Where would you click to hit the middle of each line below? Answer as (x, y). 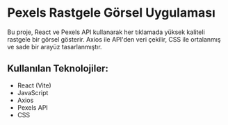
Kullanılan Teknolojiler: (58, 68)
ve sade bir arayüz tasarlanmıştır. (55, 47)
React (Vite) (34, 85)
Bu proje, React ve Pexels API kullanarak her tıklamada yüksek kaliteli (106, 32)
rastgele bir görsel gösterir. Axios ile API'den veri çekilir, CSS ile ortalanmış (114, 39)
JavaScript (33, 92)
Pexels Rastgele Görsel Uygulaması (111, 13)
